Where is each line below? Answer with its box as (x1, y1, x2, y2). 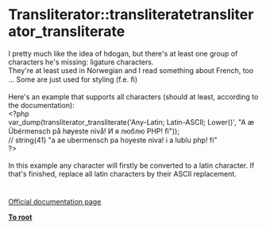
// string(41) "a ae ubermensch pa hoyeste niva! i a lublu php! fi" (8, 135, 218, 145)
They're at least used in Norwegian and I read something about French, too (8, 65, 254, 75)
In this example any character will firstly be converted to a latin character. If (8, 161, 255, 170)
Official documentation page (8, 197, 102, 207)
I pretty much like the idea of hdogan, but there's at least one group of (8, 49, 238, 58)
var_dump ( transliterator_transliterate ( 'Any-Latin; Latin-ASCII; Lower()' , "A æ (8, 117, 255, 126)
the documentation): (8, 100, 75, 110)
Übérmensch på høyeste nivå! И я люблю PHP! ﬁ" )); (8, 126, 180, 136)
